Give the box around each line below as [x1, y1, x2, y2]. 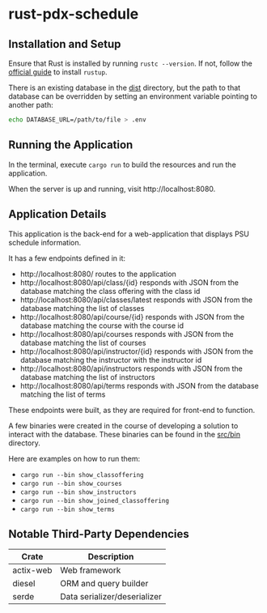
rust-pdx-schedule [8, 5, 139, 23]
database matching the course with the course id [19, 321, 184, 330]
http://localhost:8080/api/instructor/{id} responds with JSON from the [19, 346, 253, 356]
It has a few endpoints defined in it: [8, 253, 126, 263]
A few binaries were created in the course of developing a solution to [8, 420, 239, 430]
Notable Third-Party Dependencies [8, 527, 190, 541]
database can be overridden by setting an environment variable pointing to [8, 92, 257, 101]
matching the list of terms [19, 390, 106, 399]
